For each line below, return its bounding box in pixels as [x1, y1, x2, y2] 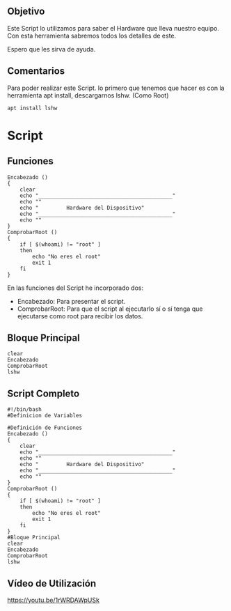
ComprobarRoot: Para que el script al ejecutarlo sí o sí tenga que [17, 304, 203, 313]
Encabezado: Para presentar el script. [17, 297, 126, 305]
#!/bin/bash [7, 406, 42, 413]
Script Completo [7, 387, 80, 399]
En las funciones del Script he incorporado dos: [7, 284, 144, 292]
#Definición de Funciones [7, 424, 82, 431]
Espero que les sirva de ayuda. [7, 45, 96, 53]
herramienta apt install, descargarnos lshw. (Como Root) [7, 91, 169, 100]
